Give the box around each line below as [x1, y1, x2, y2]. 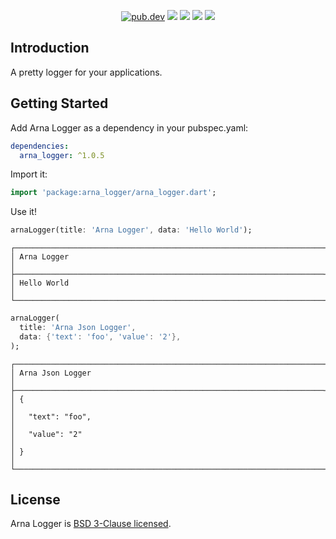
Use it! [10, 206, 37, 218]
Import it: [10, 168, 48, 180]
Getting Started [10, 95, 109, 112]
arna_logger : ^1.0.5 [19, 150, 105, 160]
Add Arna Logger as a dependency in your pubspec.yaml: [10, 121, 249, 134]
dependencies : [10, 141, 70, 151]
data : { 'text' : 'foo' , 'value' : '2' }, [19, 331, 182, 342]
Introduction [10, 40, 90, 57]
